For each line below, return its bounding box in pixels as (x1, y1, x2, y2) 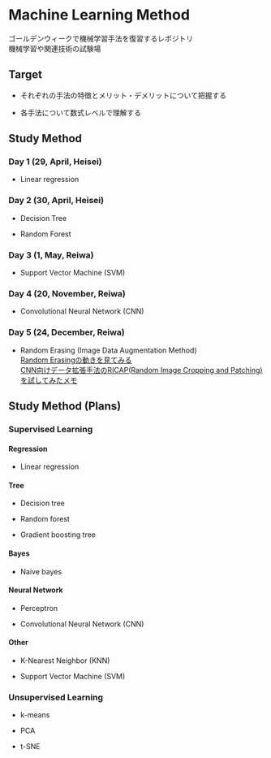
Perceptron (19, 603, 58, 613)
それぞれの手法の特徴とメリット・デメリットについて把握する (19, 90, 227, 100)
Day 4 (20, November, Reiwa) (8, 288, 126, 299)
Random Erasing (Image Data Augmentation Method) (19, 345, 197, 355)
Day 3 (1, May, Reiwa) (8, 249, 95, 261)
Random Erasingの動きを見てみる (19, 355, 132, 365)
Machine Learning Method (8, 6, 191, 24)
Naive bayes (19, 566, 62, 576)
